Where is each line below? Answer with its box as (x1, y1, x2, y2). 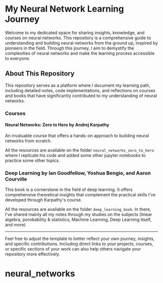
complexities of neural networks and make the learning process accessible (5, 50, 155, 56)
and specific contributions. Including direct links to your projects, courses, (5, 241, 154, 247)
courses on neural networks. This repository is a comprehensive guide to (5, 35, 151, 41)
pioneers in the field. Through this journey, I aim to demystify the (5, 45, 134, 51)
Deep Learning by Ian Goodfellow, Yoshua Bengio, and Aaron (5, 170, 151, 176)
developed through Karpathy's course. (5, 197, 82, 203)
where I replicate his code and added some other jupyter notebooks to (5, 152, 146, 158)
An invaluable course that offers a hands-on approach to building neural (5, 132, 149, 139)
